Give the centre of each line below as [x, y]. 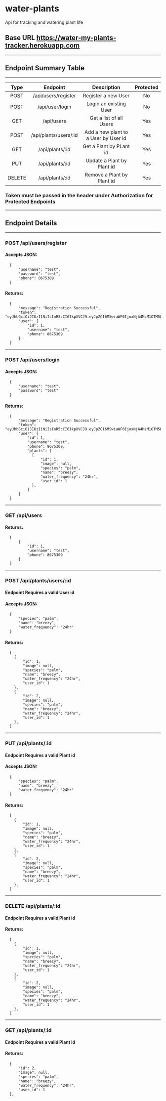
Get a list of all [106, 118]
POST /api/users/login [33, 360]
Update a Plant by [106, 160]
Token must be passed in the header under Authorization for [79, 196]
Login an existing [106, 103]
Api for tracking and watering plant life [44, 22]
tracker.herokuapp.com [42, 46]
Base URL [20, 38]
